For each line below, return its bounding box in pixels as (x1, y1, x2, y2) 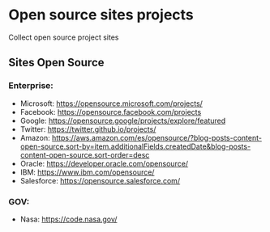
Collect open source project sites (8, 32, 119, 42)
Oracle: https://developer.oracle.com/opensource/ (19, 158, 189, 168)
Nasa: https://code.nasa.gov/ (19, 214, 118, 224)
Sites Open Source (8, 56, 105, 70)
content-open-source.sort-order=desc (19, 150, 150, 159)
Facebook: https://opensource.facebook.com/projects (19, 107, 202, 116)
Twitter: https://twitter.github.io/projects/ (19, 124, 156, 134)
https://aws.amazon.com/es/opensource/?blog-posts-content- (51, 133, 262, 142)
